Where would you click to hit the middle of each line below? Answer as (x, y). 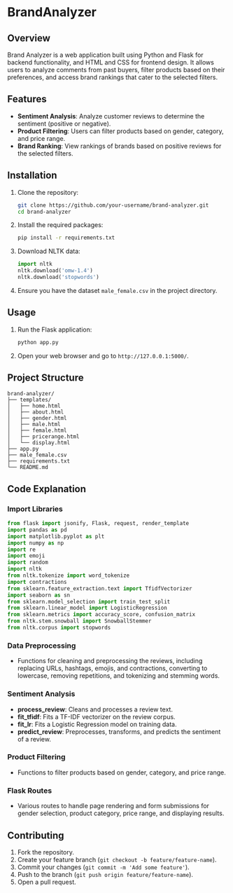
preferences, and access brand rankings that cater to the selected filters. (113, 77)
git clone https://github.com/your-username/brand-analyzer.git (113, 205)
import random (28, 563)
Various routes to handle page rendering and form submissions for (113, 806)
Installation (32, 176)
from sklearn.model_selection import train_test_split (89, 601)
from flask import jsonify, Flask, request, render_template (98, 524)
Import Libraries (35, 509)
